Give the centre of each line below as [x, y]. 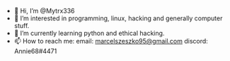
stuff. [22, 26]
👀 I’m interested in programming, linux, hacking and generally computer [118, 18]
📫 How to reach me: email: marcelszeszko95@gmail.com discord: [111, 41]
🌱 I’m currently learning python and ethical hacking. [89, 33]
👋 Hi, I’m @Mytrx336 [45, 11]
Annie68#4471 [35, 51]
